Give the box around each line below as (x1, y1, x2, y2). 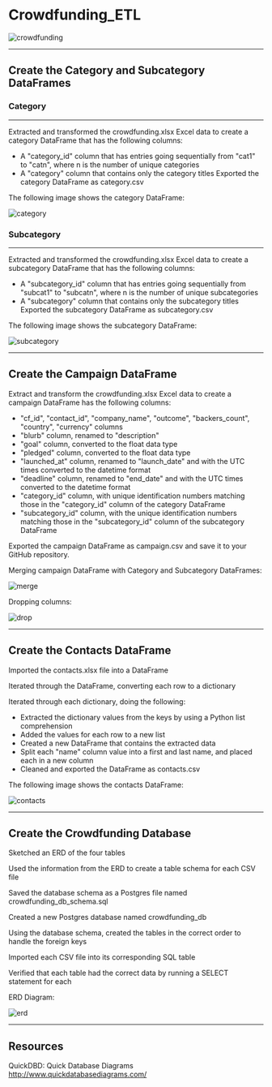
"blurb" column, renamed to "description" (19, 430, 159, 440)
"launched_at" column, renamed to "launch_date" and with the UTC (19, 456, 245, 466)
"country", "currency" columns (19, 422, 123, 432)
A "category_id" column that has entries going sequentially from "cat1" (19, 151, 256, 161)
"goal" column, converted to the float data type (19, 439, 178, 449)
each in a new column (19, 755, 94, 765)
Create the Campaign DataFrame (8, 367, 177, 381)
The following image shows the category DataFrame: (8, 192, 185, 202)
